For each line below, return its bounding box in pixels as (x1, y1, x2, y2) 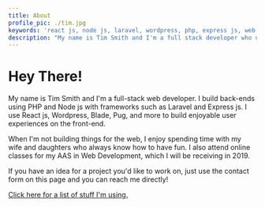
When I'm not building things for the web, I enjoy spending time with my (8, 134, 242, 144)
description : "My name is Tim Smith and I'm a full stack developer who (8, 33, 252, 42)
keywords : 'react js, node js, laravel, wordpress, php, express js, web (8, 26, 256, 34)
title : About (8, 11, 51, 20)
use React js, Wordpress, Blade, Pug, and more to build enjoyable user (8, 111, 237, 120)
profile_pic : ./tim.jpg (8, 19, 87, 27)
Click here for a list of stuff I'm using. (8, 190, 129, 200)
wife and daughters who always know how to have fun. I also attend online (8, 143, 251, 152)
